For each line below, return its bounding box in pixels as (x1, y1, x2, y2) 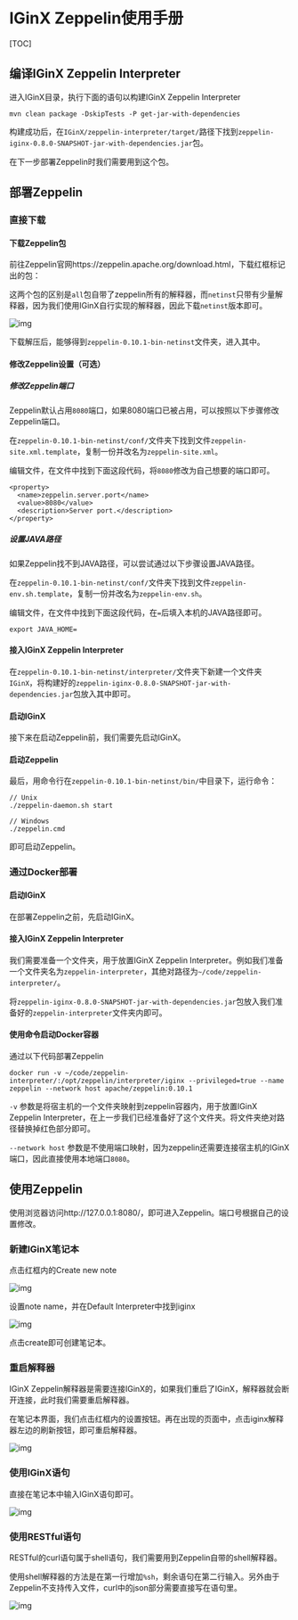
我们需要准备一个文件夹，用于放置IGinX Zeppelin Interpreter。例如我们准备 (9, 955, 284, 966)
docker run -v (9, 1068, 62, 1077)
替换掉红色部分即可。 (16, 1122, 95, 1133)
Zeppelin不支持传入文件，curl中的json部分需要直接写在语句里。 (9, 1582, 242, 1592)
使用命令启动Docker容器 (9, 1029, 100, 1040)
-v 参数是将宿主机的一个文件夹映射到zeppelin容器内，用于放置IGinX (9, 1100, 258, 1111)
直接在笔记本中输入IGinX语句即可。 (9, 1488, 139, 1499)
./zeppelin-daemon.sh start (9, 802, 114, 810)
